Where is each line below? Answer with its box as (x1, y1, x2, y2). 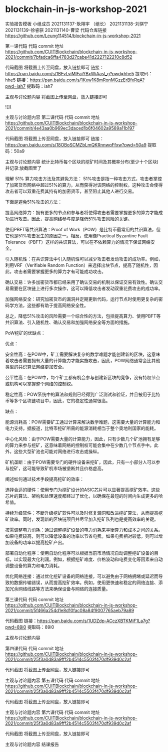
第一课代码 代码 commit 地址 (5, 43, 64, 49)
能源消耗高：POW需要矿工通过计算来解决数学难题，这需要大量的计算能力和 (5, 419, 160, 425)
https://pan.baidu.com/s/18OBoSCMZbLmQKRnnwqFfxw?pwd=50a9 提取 (5, 141, 156, 147)
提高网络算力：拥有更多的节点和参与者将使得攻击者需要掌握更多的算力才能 (5, 209, 158, 215)
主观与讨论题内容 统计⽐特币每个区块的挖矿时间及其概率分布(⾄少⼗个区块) (5, 159, 159, 165)
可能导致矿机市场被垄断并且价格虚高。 (26, 465, 106, 471)
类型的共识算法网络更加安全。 (5, 364, 66, 370)
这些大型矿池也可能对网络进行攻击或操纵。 (13, 448, 101, 455)
